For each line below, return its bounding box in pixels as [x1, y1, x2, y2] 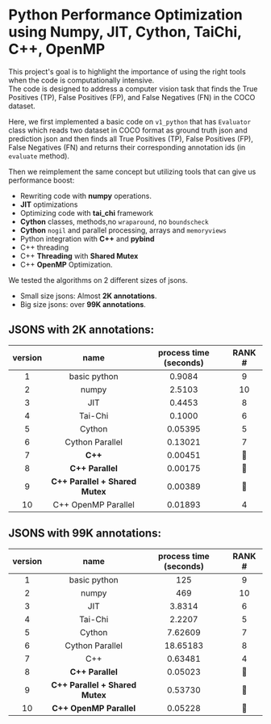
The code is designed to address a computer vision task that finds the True [8, 83, 258, 94]
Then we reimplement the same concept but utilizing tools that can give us [8, 166, 256, 176]
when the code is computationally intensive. [8, 75, 155, 85]
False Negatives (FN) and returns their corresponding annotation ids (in [8, 142, 246, 152]
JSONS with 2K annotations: [8, 323, 155, 337]
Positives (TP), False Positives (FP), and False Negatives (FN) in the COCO [8, 92, 256, 102]
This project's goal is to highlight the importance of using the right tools [8, 66, 246, 76]
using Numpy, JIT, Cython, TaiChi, [8, 23, 242, 41]
